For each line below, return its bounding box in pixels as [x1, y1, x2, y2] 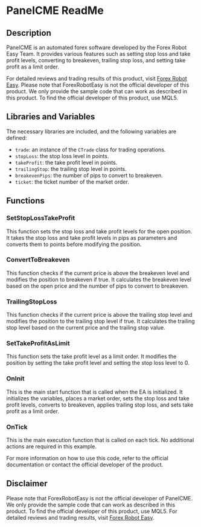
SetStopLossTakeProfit [6, 214, 75, 222]
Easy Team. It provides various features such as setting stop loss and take [6, 50, 191, 58]
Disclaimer [6, 479, 48, 489]
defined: [6, 134, 27, 141]
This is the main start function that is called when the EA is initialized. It [6, 388, 183, 396]
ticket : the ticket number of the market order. [14, 178, 130, 185]
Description [6, 28, 51, 38]
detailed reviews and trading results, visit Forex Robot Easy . [6, 514, 155, 521]
